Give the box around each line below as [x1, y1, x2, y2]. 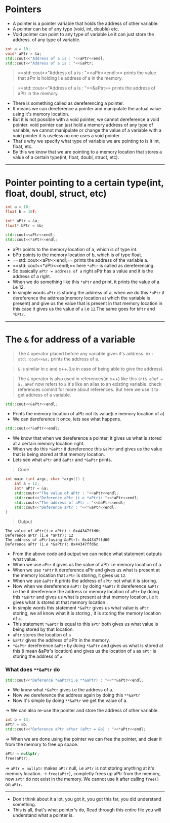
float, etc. [12, 143, 33, 149]
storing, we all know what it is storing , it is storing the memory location [12, 610, 161, 616]
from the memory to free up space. [5, 741, 78, 748]
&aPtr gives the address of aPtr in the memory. [12, 637, 110, 644]
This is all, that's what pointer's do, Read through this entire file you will [12, 807, 161, 813]
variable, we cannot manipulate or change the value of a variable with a [12, 127, 162, 133]
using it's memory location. [12, 111, 69, 117]
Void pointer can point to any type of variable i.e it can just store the [12, 31, 154, 37]
